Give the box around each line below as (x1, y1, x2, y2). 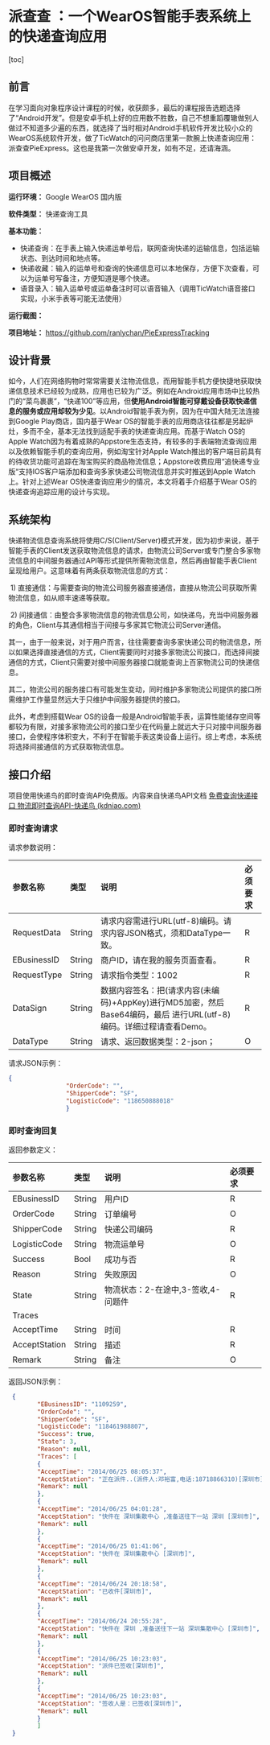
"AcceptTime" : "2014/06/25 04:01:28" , (37, 1505, 167, 1513)
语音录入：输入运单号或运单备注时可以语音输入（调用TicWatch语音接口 (19, 283, 256, 293)
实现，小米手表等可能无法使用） (19, 293, 126, 303)
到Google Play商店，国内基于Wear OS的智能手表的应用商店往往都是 (8, 416, 233, 427)
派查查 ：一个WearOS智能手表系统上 (8, 7, 252, 26)
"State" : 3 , (37, 1438, 78, 1446)
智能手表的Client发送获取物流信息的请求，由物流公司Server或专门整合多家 (8, 546, 254, 555)
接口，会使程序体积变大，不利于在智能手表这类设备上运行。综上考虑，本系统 (8, 732, 262, 741)
